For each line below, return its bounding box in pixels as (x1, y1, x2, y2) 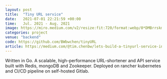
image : (5, 26, 19, 31)
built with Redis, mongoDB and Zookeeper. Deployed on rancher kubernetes (5, 63, 162, 69)
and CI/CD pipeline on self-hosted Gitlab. (5, 68, 89, 74)
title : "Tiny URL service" (5, 12, 64, 17)
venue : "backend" (5, 35, 41, 40)
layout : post (5, 7, 32, 12)
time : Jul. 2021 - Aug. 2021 (5, 21, 70, 26)
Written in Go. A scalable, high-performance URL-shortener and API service (5, 57, 161, 63)
